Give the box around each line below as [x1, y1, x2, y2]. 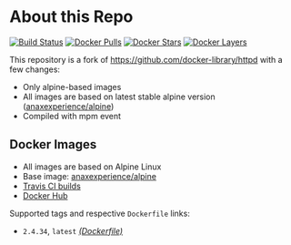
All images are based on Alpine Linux [22, 161, 162, 172]
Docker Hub [22, 189, 68, 201]
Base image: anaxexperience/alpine [22, 170, 157, 181]
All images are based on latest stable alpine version [22, 91, 216, 102]
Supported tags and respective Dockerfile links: [9, 208, 191, 219]
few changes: [9, 64, 61, 75]
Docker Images [9, 137, 97, 152]
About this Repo [9, 6, 134, 27]
